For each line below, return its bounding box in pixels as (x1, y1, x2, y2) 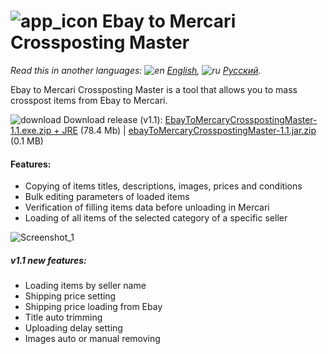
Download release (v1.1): (63, 113, 163, 125)
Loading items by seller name (24, 280, 147, 292)
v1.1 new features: (10, 254, 87, 266)
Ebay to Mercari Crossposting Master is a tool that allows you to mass (10, 83, 298, 95)
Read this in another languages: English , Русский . (10, 64, 262, 76)
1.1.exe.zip (10, 124, 52, 136)
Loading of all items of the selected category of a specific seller (24, 212, 288, 224)
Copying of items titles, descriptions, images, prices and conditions (24, 180, 303, 192)
